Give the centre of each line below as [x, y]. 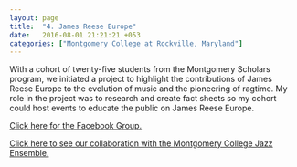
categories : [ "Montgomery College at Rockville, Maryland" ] [127, 43]
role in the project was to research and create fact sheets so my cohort [143, 99]
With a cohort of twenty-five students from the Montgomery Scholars [140, 69]
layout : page [34, 18]
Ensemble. [29, 153]
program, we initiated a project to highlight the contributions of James [141, 79]
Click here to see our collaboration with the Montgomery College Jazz [141, 143]
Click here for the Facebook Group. [76, 126]
